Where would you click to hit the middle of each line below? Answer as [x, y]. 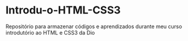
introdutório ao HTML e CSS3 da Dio [50, 32]
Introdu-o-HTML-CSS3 [63, 10]
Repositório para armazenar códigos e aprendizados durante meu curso [94, 26]
